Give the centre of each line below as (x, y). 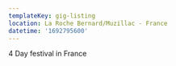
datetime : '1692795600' (48, 31)
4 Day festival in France (48, 54)
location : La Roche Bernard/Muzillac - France (88, 23)
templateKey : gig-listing (52, 16)
